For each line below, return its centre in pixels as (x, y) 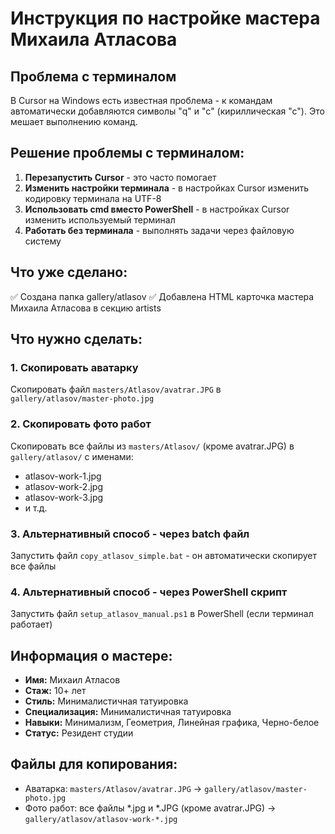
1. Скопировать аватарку (74, 367)
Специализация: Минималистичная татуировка (128, 712)
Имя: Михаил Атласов (72, 680)
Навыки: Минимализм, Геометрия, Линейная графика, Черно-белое (172, 723)
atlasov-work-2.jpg (63, 486)
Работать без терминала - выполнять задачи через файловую (159, 230)
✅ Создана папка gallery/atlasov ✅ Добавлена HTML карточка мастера (162, 296)
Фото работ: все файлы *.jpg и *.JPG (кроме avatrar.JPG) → (150, 808)
